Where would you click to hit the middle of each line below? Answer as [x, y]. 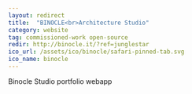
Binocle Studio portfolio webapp [60, 81]
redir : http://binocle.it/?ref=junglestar [79, 45]
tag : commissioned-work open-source [68, 37]
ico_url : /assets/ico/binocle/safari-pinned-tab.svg [96, 52]
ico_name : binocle [38, 60]
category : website [38, 30]
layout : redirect [37, 15]
